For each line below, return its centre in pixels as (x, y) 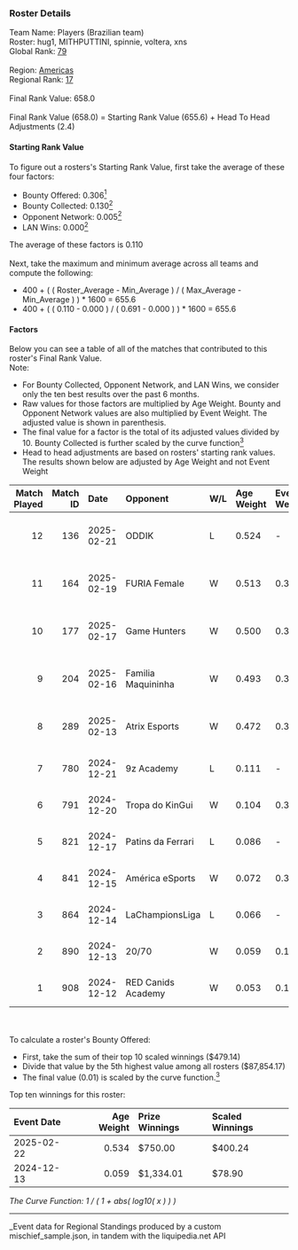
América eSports (161, 878)
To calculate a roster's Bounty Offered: (80, 1039)
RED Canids (150, 982)
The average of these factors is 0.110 (76, 245)
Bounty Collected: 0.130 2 (67, 205)
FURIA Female (155, 583)
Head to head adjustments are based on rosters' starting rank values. (149, 452)
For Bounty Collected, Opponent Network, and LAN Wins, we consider (150, 385)
